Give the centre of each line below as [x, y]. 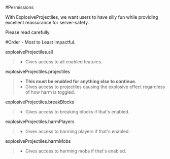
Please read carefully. [28, 32]
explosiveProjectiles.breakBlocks [40, 102]
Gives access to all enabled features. [64, 62]
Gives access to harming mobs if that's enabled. [76, 151]
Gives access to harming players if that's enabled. [78, 131]
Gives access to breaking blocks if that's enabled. [77, 112]
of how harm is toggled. [50, 92]
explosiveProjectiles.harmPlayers [40, 122]
